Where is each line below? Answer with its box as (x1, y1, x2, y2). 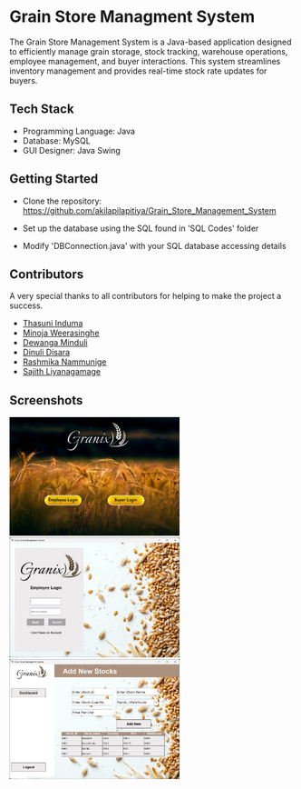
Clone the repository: (22, 195, 102, 206)
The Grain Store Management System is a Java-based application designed (9, 36, 292, 47)
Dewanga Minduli (22, 337, 88, 348)
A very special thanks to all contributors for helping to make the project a (9, 291, 282, 302)
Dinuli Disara (22, 347, 71, 358)
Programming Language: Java (22, 125, 136, 136)
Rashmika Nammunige (22, 356, 107, 367)
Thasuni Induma (22, 318, 83, 329)
